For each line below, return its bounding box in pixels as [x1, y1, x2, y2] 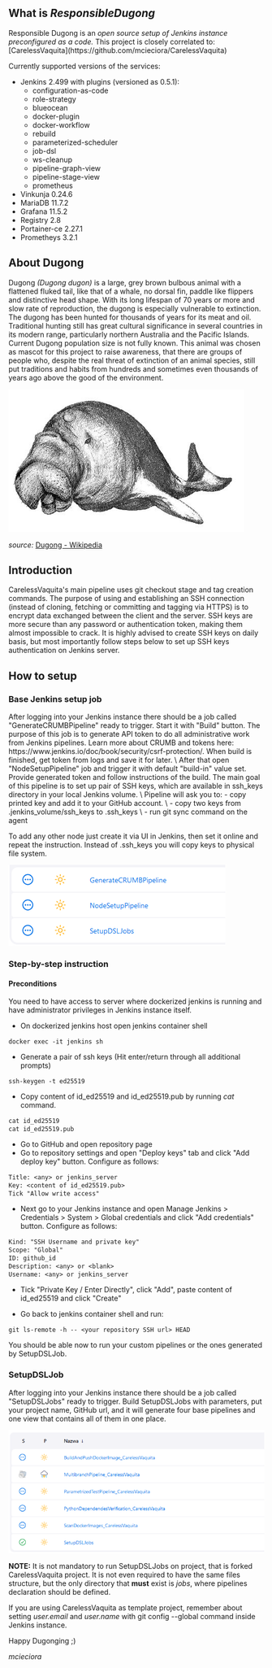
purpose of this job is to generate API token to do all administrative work [8, 729, 250, 739]
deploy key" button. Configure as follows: [19, 1156, 160, 1166]
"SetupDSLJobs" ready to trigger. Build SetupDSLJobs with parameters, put [8, 1396, 262, 1406]
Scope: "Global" [8, 1246, 63, 1255]
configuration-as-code [32, 85, 109, 95]
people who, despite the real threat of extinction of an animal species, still [8, 355, 256, 365]
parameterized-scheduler [32, 137, 119, 147]
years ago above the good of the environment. [8, 372, 164, 382]
